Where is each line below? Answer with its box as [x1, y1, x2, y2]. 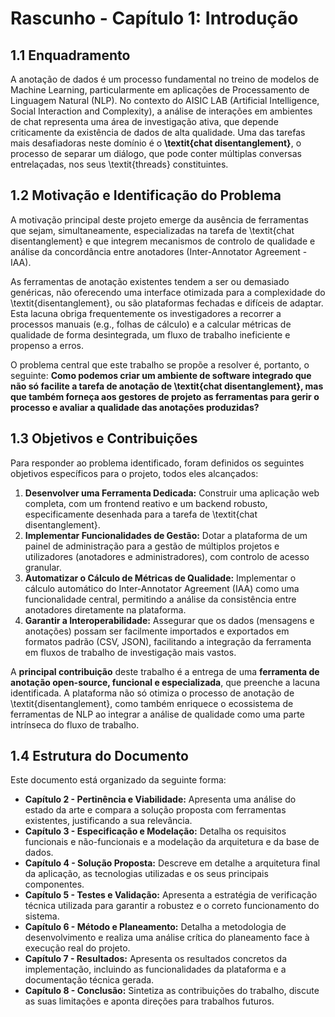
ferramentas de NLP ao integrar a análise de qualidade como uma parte [10, 708, 305, 720]
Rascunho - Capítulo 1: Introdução [10, 7, 299, 30]
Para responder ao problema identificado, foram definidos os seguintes [10, 457, 305, 469]
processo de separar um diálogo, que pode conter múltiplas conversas [10, 148, 302, 159]
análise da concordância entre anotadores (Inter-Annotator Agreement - [10, 245, 308, 257]
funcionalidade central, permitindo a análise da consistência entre [24, 593, 297, 605]
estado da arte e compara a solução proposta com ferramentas [24, 804, 287, 816]
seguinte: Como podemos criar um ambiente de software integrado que [10, 369, 312, 381]
